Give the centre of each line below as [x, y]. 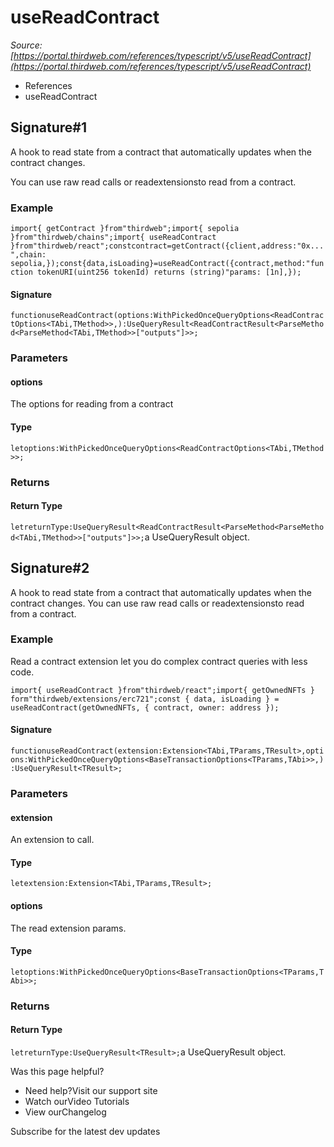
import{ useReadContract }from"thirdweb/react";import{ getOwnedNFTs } [162, 690]
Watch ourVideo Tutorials [77, 1101]
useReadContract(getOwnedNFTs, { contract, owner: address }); [145, 707]
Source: [26, 45]
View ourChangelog [65, 1112]
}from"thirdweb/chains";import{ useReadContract [113, 237]
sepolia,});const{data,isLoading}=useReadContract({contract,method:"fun [167, 264]
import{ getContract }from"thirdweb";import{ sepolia [125, 229]
